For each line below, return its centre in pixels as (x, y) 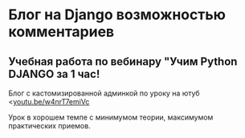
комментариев (61, 32)
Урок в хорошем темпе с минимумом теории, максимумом (111, 117)
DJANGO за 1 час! (54, 74)
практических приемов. (49, 126)
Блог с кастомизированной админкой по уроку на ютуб (104, 93)
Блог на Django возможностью (117, 15)
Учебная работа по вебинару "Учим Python (123, 61)
